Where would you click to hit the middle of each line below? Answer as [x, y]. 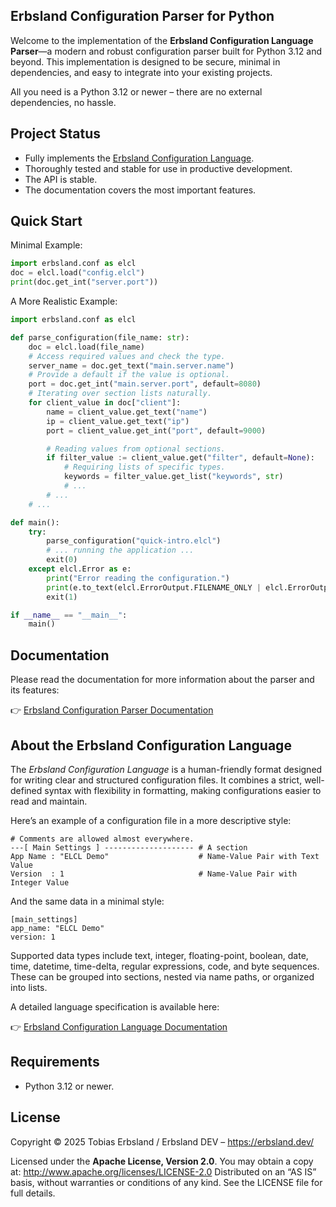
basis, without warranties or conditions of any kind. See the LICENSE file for [166, 1182]
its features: [35, 690]
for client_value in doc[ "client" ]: [105, 403]
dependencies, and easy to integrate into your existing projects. [141, 72]
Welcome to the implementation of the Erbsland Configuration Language [162, 40]
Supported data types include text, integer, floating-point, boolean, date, [159, 955]
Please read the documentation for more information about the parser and [162, 680]
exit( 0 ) [62, 560]
